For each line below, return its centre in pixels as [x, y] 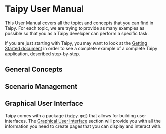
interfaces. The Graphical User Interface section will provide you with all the [83, 121]
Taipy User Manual [45, 9]
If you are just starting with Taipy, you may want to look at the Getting [76, 43]
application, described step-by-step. [43, 54]
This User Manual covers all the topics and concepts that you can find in [79, 23]
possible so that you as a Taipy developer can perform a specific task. [77, 33]
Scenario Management [41, 86]
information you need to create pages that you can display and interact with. [83, 126]
